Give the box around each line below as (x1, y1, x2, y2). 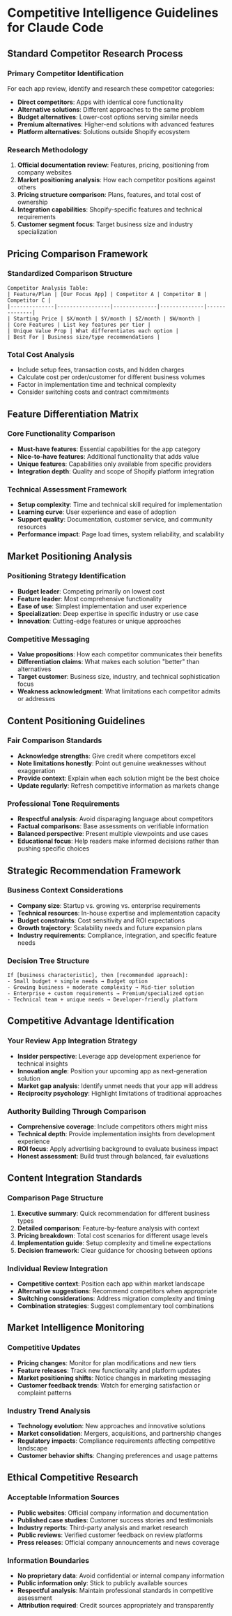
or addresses (17, 695, 56, 703)
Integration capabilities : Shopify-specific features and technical (17, 205, 203, 214)
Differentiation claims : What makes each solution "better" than (17, 658, 200, 666)
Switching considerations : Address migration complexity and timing (17, 1294, 215, 1303)
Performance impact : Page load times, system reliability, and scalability (17, 530, 224, 538)
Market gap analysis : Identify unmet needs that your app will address (17, 1081, 218, 1090)
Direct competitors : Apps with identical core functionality (17, 98, 183, 106)
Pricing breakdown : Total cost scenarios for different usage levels (17, 1231, 208, 1240)
